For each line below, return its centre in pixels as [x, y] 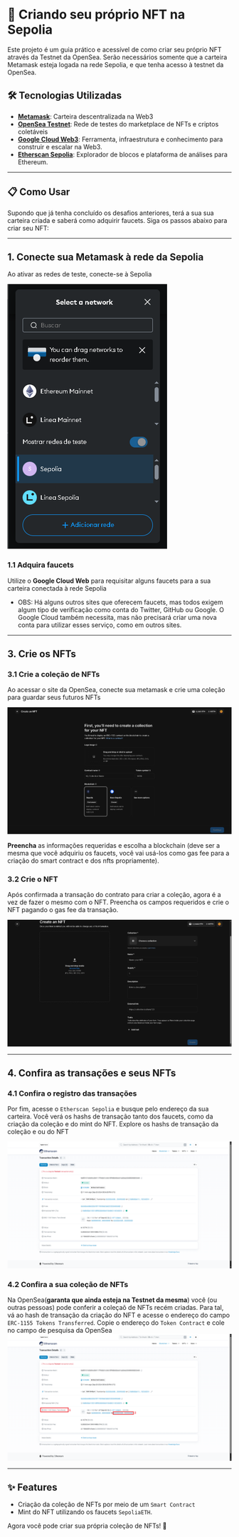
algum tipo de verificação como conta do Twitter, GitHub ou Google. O [121, 609]
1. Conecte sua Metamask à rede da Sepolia [106, 257]
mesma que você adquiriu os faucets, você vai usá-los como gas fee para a [118, 853]
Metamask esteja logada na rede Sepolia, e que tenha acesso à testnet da [116, 64]
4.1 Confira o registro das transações [72, 1093]
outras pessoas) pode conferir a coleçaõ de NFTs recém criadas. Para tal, [116, 1308]
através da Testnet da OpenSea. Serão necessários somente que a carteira [117, 57]
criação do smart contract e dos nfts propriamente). [83, 861]
